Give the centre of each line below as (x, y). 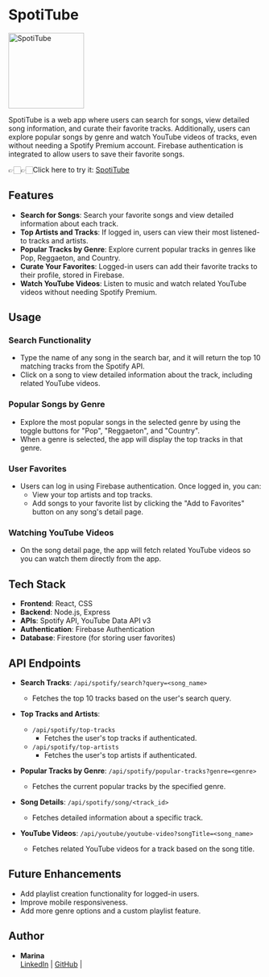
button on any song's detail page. (87, 512)
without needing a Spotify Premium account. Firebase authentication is (126, 145)
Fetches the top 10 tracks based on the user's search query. (132, 698)
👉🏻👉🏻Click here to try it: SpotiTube (69, 169)
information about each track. (69, 223)
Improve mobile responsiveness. (74, 902)
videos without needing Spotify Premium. (89, 292)
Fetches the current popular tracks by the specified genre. (129, 786)
